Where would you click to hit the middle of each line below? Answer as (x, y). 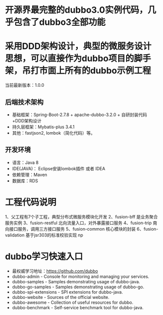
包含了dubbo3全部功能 (60, 22)
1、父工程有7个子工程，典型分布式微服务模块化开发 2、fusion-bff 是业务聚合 (81, 217)
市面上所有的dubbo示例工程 (95, 71)
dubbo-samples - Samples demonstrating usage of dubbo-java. (76, 281)
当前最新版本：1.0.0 (25, 85)
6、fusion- (148, 229)
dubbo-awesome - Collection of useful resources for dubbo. (73, 302)
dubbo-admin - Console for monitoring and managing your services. (81, 276)
